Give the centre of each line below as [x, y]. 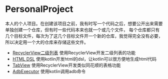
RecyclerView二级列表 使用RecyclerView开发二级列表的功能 [74, 53]
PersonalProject [39, 9]
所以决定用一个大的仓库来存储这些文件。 [47, 42]
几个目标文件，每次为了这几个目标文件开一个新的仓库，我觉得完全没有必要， [84, 36]
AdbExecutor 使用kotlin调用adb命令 [49, 71]
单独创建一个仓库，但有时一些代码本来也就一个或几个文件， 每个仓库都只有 [82, 30]
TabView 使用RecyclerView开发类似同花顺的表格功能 [66, 65]
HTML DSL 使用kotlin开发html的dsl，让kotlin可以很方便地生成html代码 [84, 59]
